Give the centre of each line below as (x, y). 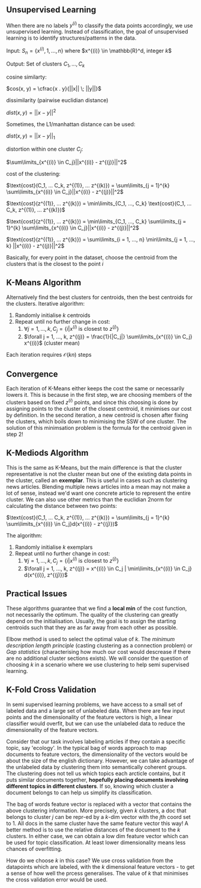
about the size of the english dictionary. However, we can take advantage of (100, 760)
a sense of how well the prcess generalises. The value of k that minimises (97, 873)
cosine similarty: (26, 77)
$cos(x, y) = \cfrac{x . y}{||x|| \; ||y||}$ (54, 88)
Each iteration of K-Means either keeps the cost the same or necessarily (95, 388)
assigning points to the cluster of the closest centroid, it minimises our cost (99, 408)
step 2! (15, 434)
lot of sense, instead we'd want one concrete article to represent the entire (98, 493)
